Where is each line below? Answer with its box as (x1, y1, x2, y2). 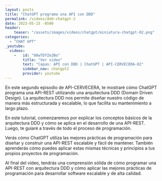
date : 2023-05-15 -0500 (5, 21, 54, 26)
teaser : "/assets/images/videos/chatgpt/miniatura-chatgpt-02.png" (14, 30, 155, 35)
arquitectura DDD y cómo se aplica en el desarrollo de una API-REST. (5, 120, 145, 126)
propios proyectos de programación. (5, 150, 79, 156)
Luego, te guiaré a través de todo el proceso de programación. (5, 125, 132, 131)
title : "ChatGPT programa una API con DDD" (5, 12, 96, 17)
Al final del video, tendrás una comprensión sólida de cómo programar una (5, 160, 156, 166)
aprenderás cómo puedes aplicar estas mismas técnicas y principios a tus (5, 145, 155, 151)
